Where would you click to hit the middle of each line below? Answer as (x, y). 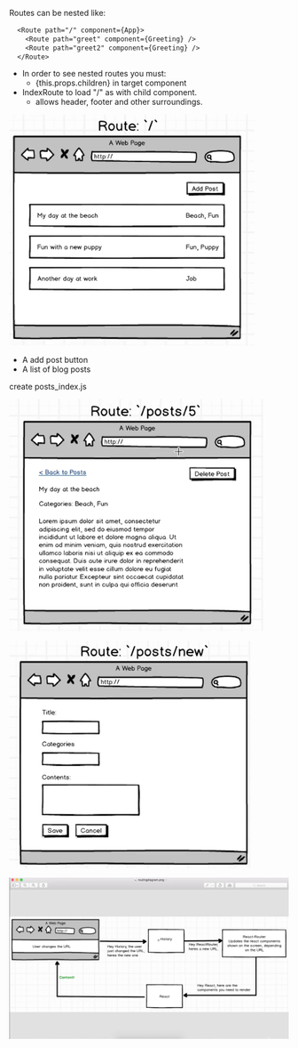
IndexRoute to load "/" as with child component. (110, 92)
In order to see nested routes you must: (94, 73)
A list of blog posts (56, 369)
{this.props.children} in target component (111, 83)
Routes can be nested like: (58, 13)
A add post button (55, 360)
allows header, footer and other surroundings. (119, 102)
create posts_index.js (48, 387)
